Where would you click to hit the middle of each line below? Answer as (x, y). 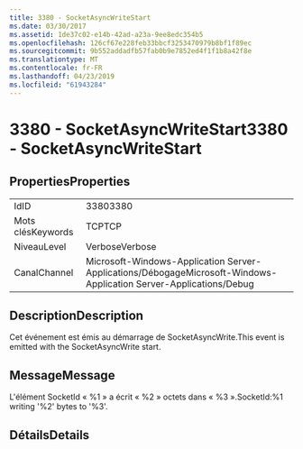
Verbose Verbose (121, 246)
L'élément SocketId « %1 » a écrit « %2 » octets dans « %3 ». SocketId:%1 (147, 397)
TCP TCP (103, 226)
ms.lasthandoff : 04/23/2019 (62, 77)
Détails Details (50, 435)
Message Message (62, 375)
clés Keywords (44, 232)
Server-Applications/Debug (195, 283)
